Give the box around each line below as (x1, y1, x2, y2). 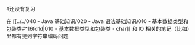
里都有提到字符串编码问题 (6, 33, 69, 40)
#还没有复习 (6, 5, 36, 12)
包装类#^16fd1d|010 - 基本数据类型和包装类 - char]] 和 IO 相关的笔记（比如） (6, 25, 193, 32)
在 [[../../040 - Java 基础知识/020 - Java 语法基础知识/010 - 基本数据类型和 (6, 18, 188, 25)
